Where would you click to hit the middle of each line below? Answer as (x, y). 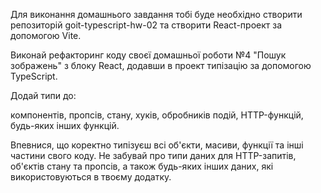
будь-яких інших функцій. (65, 125)
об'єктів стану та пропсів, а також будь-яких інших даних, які (142, 166)
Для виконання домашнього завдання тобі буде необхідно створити (156, 14)
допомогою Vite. (46, 35)
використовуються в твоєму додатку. (91, 177)
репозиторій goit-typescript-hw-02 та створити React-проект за (146, 25)
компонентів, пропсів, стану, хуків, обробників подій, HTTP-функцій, (157, 115)
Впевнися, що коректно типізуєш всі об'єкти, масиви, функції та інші (157, 145)
